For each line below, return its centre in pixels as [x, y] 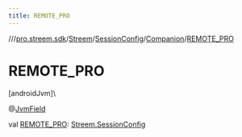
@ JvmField [27, 108]
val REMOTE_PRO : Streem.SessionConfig [77, 124]
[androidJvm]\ [32, 93]
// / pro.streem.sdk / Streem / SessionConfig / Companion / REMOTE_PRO [121, 38]
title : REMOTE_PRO [39, 16]
